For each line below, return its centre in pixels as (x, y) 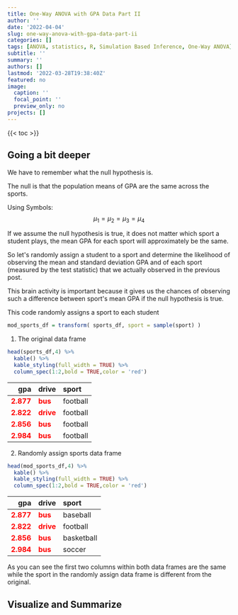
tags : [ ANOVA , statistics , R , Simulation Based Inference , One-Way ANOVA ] (120, 47)
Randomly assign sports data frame (69, 453)
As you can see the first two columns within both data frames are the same (117, 567)
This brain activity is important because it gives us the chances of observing (119, 291)
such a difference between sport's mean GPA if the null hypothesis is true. (116, 299)
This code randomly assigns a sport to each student (83, 312)
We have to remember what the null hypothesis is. (80, 172)
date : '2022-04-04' (36, 27)
